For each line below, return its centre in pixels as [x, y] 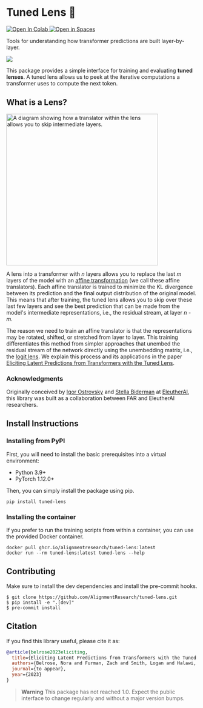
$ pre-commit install [34, 608]
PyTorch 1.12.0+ [35, 479]
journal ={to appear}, [39, 669]
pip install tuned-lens [36, 502]
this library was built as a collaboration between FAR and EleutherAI [90, 398]
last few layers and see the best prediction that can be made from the [93, 306]
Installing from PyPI [36, 441]
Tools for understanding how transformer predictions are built [83, 41]
